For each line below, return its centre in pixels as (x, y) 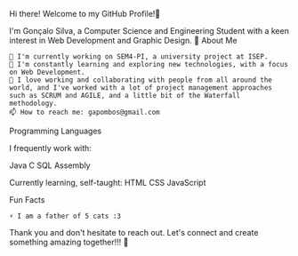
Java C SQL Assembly (50, 165)
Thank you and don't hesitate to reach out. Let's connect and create (134, 232)
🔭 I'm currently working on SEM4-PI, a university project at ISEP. (139, 57)
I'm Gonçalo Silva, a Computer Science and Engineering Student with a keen (149, 31)
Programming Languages (56, 131)
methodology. (33, 103)
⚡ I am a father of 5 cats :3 (65, 216)
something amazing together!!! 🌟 (69, 242)
